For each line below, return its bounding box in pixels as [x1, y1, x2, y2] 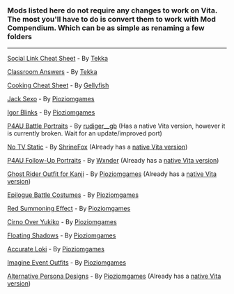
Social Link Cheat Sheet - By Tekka [7, 54, 109, 63]
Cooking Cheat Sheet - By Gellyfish [7, 81, 109, 89]
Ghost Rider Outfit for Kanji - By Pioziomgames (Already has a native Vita [7, 170, 217, 178]
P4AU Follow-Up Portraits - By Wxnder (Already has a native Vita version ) [7, 156, 219, 165]
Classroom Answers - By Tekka [7, 68, 97, 76]
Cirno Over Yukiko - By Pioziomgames [7, 218, 117, 226]
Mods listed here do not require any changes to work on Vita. [7, 6, 218, 15]
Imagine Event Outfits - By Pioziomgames [7, 258, 127, 267]
